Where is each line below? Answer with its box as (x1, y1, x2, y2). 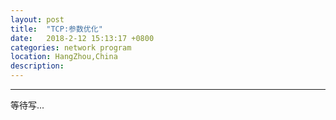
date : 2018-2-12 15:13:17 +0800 (10, 33, 155, 43)
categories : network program (10, 42, 132, 53)
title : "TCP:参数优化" (10, 24, 103, 34)
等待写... (10, 99, 45, 111)
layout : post (10, 14, 65, 25)
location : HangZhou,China (10, 52, 118, 62)
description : (10, 61, 65, 71)
